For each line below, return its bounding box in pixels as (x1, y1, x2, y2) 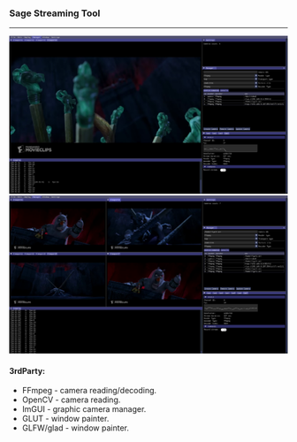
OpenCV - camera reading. (21, 394, 121, 405)
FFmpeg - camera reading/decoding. (21, 385, 157, 396)
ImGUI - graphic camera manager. (21, 404, 147, 415)
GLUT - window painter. (21, 414, 110, 424)
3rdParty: (9, 365, 46, 376)
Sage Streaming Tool (9, 7, 101, 19)
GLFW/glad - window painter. (21, 423, 130, 433)
